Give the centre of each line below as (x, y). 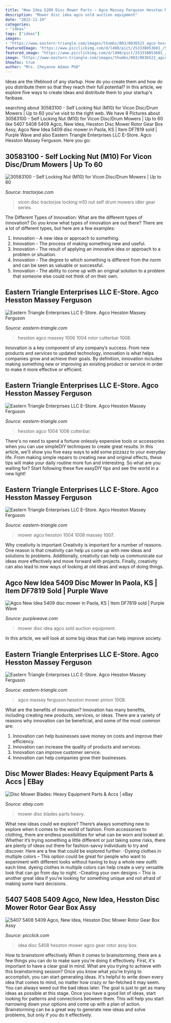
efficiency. (23, 741)
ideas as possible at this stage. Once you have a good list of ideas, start (81, 993)
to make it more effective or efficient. (44, 369)
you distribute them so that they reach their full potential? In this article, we (84, 87)
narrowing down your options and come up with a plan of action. (73, 1004)
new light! (16, 473)
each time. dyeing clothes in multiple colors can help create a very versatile (84, 867)
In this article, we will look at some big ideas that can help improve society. (83, 638)
